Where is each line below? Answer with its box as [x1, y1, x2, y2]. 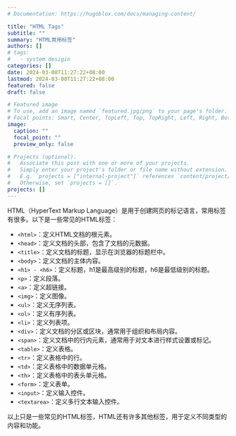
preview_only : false [13, 140, 74, 148]
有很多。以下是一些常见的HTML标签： [7, 215, 118, 223]
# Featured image [7, 101, 58, 108]
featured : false [7, 82, 55, 89]
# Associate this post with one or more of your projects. [7, 160, 190, 167]
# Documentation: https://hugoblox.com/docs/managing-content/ [7, 10, 197, 18]
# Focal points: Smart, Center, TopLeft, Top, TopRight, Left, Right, [7, 114, 218, 122]
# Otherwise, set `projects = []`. [7, 180, 118, 187]
